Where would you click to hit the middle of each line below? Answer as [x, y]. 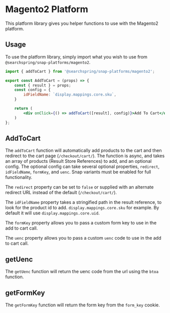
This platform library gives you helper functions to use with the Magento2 [82, 23]
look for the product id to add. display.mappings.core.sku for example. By [82, 208]
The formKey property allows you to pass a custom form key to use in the [81, 223]
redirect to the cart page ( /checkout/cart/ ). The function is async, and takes [85, 156]
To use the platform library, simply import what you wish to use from [76, 57]
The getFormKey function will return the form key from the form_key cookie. [83, 305]
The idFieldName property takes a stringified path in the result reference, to [83, 202]
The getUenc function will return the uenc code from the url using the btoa [82, 272]
